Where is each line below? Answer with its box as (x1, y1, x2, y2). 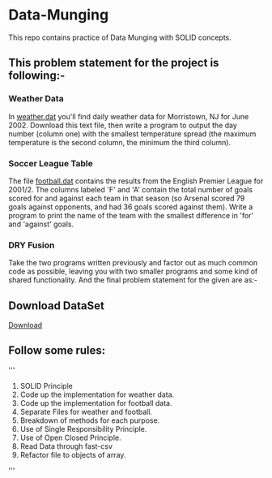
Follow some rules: (8, 343, 106, 358)
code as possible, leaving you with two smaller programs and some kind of (8, 266, 258, 277)
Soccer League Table (8, 157, 93, 169)
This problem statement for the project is (8, 56, 219, 70)
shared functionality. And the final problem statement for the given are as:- (8, 275, 257, 285)
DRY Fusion (8, 239, 55, 251)
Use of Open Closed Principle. (19, 433, 121, 442)
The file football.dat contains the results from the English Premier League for (8, 176, 264, 186)
